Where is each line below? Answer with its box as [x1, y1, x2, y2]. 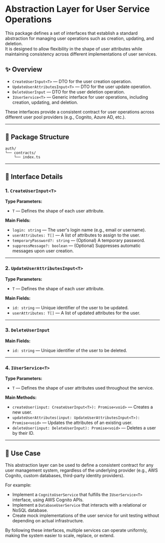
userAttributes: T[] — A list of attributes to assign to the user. [12, 232, 140, 238]
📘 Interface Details [5, 172, 63, 181]
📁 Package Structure [5, 133, 70, 141]
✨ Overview [5, 65, 43, 74]
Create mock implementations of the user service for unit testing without [12, 513, 160, 518]
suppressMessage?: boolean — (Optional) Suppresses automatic [12, 242, 141, 249]
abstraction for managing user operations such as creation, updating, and [5, 35, 154, 41]
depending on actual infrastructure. [12, 517, 84, 523]
